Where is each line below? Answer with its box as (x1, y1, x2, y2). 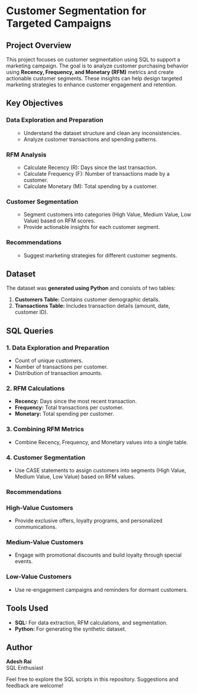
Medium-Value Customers (6, 538, 84, 547)
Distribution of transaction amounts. (14, 370, 102, 377)
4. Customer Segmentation (6, 453, 86, 461)
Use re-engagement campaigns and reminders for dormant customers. (14, 586, 188, 593)
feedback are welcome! (6, 682, 64, 689)
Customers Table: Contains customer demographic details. (14, 296, 160, 303)
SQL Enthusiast (6, 664, 43, 672)
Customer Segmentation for (6, 4, 147, 18)
